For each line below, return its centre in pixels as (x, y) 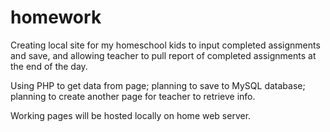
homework (56, 17)
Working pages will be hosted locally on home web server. (131, 115)
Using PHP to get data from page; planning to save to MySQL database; (158, 85)
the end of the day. (49, 66)
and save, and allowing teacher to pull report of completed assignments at (163, 55)
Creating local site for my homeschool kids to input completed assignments (165, 45)
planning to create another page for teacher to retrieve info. (133, 96)
